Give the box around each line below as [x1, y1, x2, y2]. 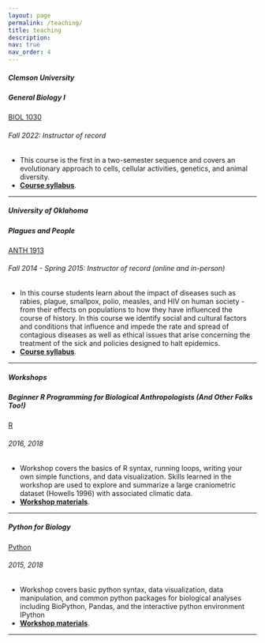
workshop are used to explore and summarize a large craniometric [19, 479, 237, 490]
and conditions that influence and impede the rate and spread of [19, 321, 230, 332]
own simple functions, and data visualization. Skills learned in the [19, 472, 232, 481]
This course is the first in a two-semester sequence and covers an [19, 155, 236, 164]
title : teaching [8, 26, 62, 34]
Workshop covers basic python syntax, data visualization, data [19, 585, 223, 594]
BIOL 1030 [8, 112, 42, 122]
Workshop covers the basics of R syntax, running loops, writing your [19, 463, 243, 472]
